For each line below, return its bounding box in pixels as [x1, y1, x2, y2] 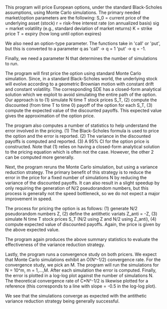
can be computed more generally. [5, 154, 75, 160]
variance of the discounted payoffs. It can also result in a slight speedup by [5, 180, 160, 186]
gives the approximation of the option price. [5, 113, 95, 119]
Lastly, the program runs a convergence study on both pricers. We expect [5, 252, 157, 257]
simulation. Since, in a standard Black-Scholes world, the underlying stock [5, 76, 158, 81]
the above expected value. [5, 227, 60, 233]
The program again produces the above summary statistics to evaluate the [5, 237, 159, 242]
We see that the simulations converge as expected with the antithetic [5, 293, 147, 299]
